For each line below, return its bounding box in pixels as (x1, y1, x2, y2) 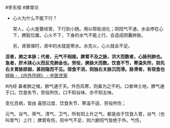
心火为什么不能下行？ (12, 15, 57, 21)
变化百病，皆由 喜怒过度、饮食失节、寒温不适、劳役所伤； (5, 100, 126, 106)
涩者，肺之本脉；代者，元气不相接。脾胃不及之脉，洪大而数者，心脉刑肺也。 (5, 53, 165, 59)
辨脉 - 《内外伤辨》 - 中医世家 (5, 73, 68, 78)
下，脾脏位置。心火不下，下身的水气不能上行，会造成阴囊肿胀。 (12, 32, 146, 38)
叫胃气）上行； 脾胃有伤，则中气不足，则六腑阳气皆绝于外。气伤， (5, 117, 144, 123)
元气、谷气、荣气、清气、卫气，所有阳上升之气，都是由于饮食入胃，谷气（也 (5, 111, 165, 117)
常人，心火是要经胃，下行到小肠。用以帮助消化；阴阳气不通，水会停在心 (12, 26, 163, 32)
